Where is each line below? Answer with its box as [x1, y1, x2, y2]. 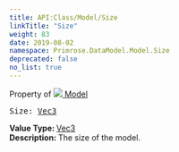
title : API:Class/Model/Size [9, 13, 118, 22]
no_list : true [9, 63, 63, 72]
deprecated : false [9, 55, 78, 63]
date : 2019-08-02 [9, 38, 74, 47]
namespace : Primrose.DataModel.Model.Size [9, 46, 170, 55]
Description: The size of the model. [9, 131, 141, 143]
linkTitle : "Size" [9, 21, 78, 30]
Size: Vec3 [9, 106, 57, 116]
